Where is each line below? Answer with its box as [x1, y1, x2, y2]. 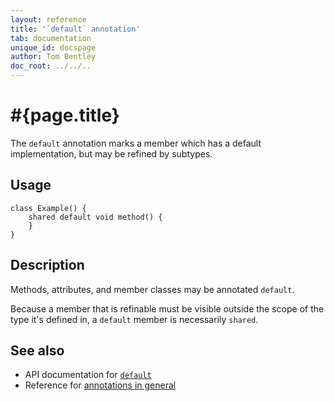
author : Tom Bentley [10, 52, 97, 62]
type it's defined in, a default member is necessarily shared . [10, 313, 259, 325]
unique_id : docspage [10, 42, 97, 53]
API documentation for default [24, 369, 152, 381]
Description [10, 257, 85, 274]
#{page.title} [10, 104, 120, 127]
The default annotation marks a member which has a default [10, 137, 262, 149]
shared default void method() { [28, 212, 163, 222]
